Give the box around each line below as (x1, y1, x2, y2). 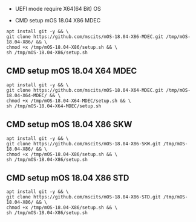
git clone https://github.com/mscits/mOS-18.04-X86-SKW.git (6, 141, 162, 147)
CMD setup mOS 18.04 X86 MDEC (15, 17, 101, 24)
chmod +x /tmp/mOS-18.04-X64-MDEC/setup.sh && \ (6, 98, 131, 104)
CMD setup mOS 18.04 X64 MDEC (6, 66, 137, 76)
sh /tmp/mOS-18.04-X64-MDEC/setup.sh (6, 103, 102, 109)
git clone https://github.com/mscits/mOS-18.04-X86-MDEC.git (6, 34, 164, 40)
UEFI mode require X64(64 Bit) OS (15, 5, 101, 12)
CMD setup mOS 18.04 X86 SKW (6, 119, 132, 130)
